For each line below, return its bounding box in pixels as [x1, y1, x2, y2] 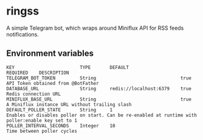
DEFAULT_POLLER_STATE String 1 [6, 107, 113, 113]
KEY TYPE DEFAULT [6, 64, 129, 70]
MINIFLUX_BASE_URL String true [6, 96, 191, 102]
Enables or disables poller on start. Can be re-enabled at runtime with [6, 112, 198, 118]
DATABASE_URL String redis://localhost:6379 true [6, 85, 191, 92]
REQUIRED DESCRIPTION [6, 70, 69, 76]
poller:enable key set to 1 [6, 117, 78, 124]
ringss [6, 4, 40, 18]
